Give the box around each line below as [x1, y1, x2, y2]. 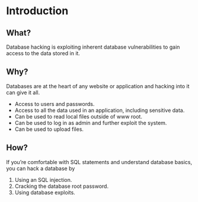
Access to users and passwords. [14, 100, 95, 107]
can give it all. [6, 89, 40, 96]
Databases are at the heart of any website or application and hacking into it [6, 82, 190, 89]
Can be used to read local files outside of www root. [14, 113, 142, 120]
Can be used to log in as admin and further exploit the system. [14, 119, 167, 126]
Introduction [6, 4, 69, 18]
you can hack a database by [6, 165, 75, 172]
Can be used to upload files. [14, 126, 84, 133]
